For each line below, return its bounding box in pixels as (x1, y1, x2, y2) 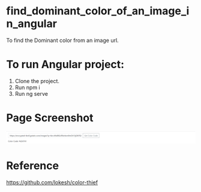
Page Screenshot (6, 111, 94, 125)
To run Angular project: (6, 58, 125, 71)
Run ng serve (14, 90, 48, 97)
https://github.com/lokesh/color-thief (6, 179, 98, 186)
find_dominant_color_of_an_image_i (6, 4, 190, 18)
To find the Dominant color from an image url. (6, 36, 119, 44)
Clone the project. (14, 77, 60, 84)
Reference (6, 159, 59, 173)
